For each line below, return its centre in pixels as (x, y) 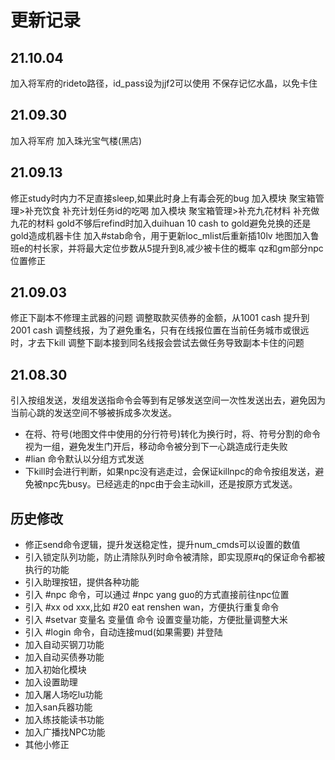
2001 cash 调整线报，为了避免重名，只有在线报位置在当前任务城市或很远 (160, 330)
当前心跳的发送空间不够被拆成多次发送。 (93, 413)
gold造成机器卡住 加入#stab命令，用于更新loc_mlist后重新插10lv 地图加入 (160, 235)
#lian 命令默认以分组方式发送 (84, 459)
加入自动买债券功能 (64, 657)
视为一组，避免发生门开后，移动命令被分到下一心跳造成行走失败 (156, 447)
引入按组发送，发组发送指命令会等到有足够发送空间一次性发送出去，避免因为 (168, 400)
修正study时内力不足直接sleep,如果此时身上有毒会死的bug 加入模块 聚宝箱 (163, 198)
